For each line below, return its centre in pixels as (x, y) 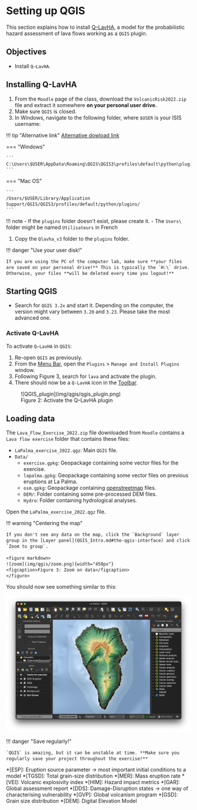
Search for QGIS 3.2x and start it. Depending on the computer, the (94, 306)
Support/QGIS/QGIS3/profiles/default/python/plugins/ (73, 204)
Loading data (30, 419)
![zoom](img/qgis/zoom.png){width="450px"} (60, 564)
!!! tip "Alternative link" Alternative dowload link (63, 135)
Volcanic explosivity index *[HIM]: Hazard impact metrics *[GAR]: (100, 782)
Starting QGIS (32, 291)
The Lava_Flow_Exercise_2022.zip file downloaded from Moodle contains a (95, 433)
